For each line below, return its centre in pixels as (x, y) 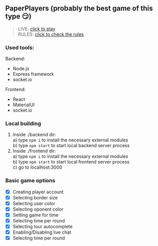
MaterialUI (24, 105)
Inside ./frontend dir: (34, 151)
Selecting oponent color (38, 209)
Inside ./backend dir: (34, 135)
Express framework (33, 74)
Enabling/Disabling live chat (42, 232)
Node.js (21, 69)
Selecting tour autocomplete (42, 227)
